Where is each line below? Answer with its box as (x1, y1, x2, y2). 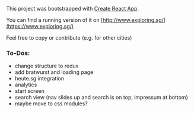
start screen (14, 88, 44, 95)
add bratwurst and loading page (14, 69, 94, 76)
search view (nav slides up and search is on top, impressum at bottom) (14, 94, 188, 101)
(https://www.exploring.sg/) (6, 23, 74, 30)
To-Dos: (6, 49, 30, 57)
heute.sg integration (14, 75, 64, 82)
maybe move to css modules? (14, 100, 88, 107)
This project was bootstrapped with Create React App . (6, 5, 139, 12)
